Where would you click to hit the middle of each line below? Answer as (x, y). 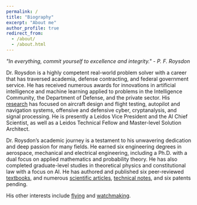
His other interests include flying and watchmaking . (68, 196)
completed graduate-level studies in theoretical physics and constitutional (96, 165)
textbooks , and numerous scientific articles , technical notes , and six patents (98, 178)
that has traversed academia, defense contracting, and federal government (97, 79)
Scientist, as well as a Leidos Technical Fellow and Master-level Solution (94, 123)
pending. (17, 184)
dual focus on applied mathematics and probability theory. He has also (92, 159)
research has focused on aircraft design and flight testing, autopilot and (93, 104)
